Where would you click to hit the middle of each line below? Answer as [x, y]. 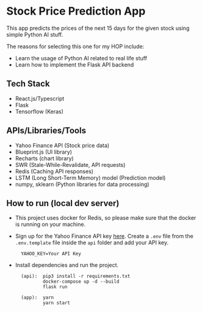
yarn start [56, 303]
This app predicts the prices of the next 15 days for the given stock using [98, 28]
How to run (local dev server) [63, 203]
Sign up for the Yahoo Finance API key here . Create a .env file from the [104, 236]
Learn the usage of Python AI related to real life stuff [81, 58]
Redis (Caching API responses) [54, 171]
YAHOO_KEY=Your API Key [51, 254]
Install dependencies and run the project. [67, 265]
